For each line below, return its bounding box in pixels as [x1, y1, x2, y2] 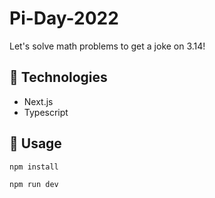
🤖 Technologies [9, 69, 108, 86]
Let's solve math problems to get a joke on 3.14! [9, 40, 206, 52]
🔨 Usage [9, 135, 62, 152]
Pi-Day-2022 [9, 7, 119, 30]
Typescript [23, 106, 69, 118]
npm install [9, 162, 59, 172]
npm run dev [9, 180, 59, 190]
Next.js [23, 95, 54, 107]
